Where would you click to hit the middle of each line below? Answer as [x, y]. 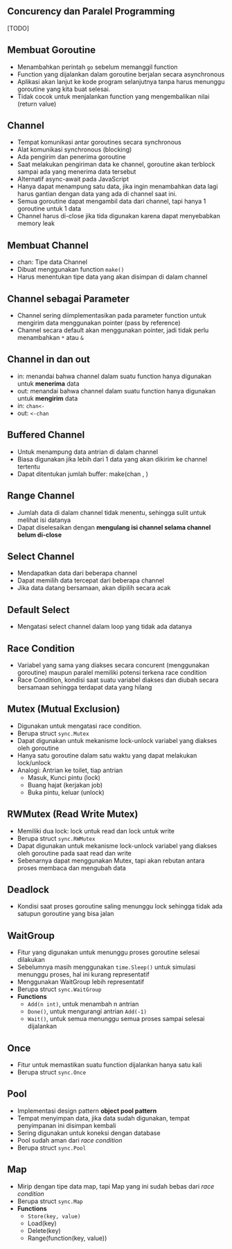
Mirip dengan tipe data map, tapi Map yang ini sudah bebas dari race [116, 1186]
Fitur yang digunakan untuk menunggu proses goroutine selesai [108, 952]
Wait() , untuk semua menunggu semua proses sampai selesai [116, 1019]
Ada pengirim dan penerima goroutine [71, 157]
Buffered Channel [46, 435]
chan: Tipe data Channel [52, 262]
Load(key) [42, 1223]
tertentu [28, 466]
